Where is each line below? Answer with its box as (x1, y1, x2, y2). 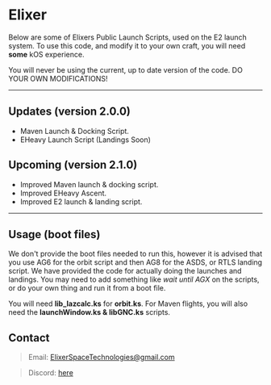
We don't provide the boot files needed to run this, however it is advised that (8, 249, 263, 259)
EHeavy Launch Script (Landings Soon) (19, 135, 152, 144)
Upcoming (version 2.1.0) (8, 158, 138, 172)
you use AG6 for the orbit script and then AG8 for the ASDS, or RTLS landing (8, 257, 263, 267)
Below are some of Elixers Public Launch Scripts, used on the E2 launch (8, 32, 248, 42)
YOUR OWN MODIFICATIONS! (8, 73, 108, 83)
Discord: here (27, 368, 74, 378)
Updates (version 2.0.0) (8, 105, 131, 119)
